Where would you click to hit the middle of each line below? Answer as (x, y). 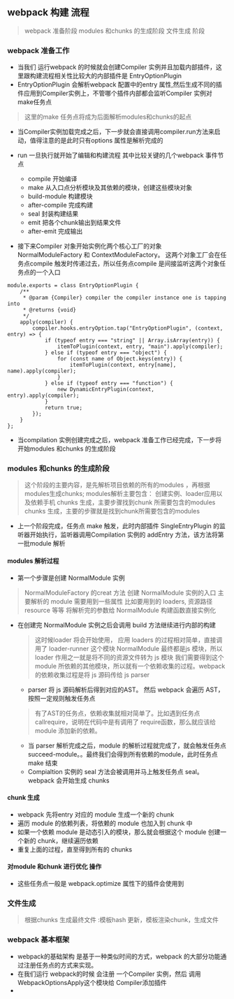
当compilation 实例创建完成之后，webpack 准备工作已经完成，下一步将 (119, 440)
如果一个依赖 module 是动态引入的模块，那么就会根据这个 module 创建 (119, 832)
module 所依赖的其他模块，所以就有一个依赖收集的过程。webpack (130, 666)
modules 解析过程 (33, 561)
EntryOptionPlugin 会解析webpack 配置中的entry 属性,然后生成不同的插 (119, 85)
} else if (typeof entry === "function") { (109, 384)
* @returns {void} (50, 310)
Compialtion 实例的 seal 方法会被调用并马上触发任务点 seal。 (116, 771)
